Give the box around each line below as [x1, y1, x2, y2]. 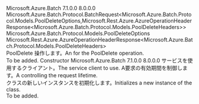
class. [6, 86, 21, 93]
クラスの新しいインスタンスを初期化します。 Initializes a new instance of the [6, 79, 192, 86]
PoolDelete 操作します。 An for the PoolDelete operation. [6, 49, 144, 56]
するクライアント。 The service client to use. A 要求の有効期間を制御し [11, 64, 183, 71]
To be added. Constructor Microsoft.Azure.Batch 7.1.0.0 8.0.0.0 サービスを [6, 57, 188, 64]
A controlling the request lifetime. [15, 72, 98, 78]
